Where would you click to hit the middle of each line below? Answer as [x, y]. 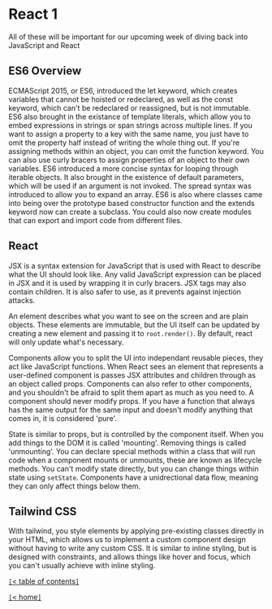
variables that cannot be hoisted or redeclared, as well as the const [121, 99]
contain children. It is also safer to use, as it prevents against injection [125, 291]
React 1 [33, 14]
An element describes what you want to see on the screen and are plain [129, 316]
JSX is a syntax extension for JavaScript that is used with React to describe [135, 265]
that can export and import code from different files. [95, 220]
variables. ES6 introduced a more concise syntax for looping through [123, 169]
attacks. [22, 300]
